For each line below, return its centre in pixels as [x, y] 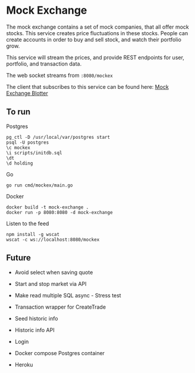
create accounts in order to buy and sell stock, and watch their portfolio [94, 39]
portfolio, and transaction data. [44, 64]
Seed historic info [36, 318]
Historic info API [34, 330]
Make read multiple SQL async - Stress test [68, 295]
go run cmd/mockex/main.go [40, 185]
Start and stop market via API [51, 284]
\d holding [20, 163]
